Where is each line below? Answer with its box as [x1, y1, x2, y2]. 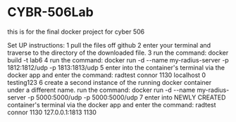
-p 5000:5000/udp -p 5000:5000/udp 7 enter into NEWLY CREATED [27, 93, 226, 102]
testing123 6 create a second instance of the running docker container [7, 78, 212, 86]
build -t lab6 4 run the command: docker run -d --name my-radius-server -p [7, 55, 229, 64]
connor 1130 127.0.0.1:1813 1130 [7, 108, 97, 116]
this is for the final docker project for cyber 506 [7, 27, 145, 36]
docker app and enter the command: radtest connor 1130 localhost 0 [7, 71, 206, 79]
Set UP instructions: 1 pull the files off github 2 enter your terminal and [7, 41, 211, 49]
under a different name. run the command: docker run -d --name [7, 86, 196, 94]
